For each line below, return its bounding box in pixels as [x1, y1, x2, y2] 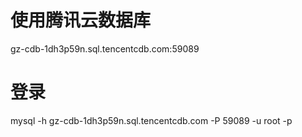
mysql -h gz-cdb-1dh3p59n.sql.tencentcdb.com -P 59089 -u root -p [10, 114, 293, 126]
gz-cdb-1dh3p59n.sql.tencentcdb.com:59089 [10, 42, 200, 55]
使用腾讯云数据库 [10, 9, 152, 32]
